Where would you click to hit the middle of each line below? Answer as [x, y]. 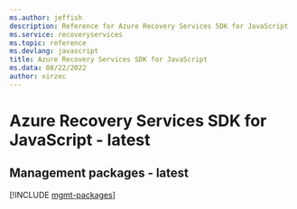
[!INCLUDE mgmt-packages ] [62, 195]
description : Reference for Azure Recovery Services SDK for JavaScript [149, 26]
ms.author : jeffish [46, 18]
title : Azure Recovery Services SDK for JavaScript [108, 59]
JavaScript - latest [80, 140]
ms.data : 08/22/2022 [48, 68]
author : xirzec [38, 77]
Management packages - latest [99, 173]
